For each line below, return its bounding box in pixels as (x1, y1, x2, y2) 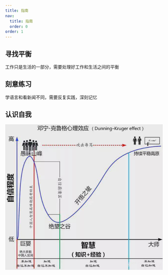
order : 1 (5, 29, 23, 35)
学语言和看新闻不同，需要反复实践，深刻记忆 (5, 94, 97, 100)
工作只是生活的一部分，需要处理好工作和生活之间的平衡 (5, 64, 119, 70)
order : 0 (9, 24, 28, 29)
